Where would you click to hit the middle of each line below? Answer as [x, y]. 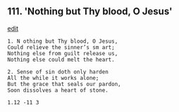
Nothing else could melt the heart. [61, 59]
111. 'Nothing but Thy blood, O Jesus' [90, 12]
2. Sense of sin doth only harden [58, 72]
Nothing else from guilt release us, [63, 53]
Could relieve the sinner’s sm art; [61, 47]
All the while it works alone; [53, 78]
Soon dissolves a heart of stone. [58, 90]
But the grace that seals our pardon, [64, 84]
